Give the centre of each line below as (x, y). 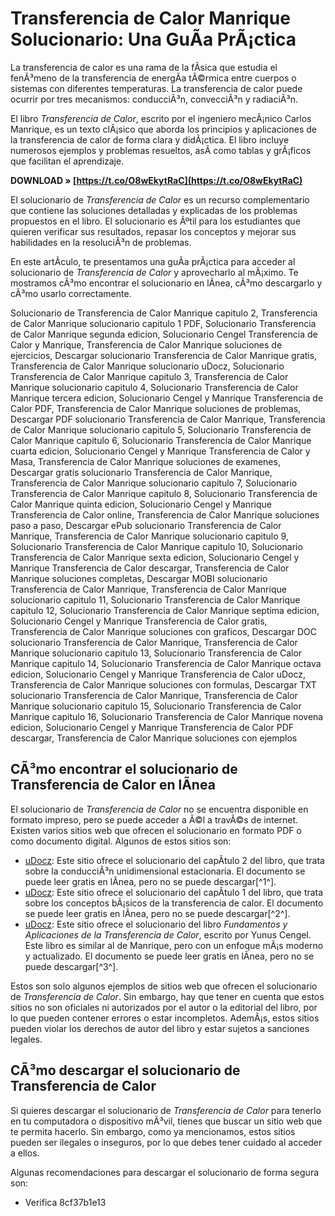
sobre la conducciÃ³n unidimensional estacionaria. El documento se (165, 871)
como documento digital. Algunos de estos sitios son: (121, 841)
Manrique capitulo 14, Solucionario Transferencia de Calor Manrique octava (166, 663)
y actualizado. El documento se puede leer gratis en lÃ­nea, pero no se (169, 956)
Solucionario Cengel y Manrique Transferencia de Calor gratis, (139, 621)
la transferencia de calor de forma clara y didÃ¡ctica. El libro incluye (150, 139)
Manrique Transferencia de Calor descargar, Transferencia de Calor (150, 568)
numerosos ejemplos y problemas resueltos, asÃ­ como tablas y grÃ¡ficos (161, 150)
